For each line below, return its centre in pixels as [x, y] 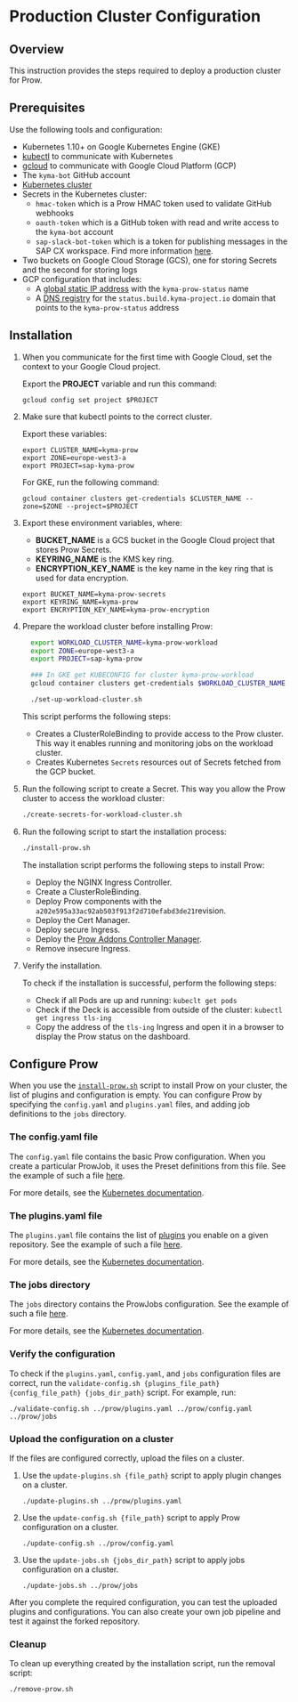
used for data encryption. [82, 578]
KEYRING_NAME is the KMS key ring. [105, 559]
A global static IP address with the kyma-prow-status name [142, 288]
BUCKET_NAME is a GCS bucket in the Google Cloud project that [155, 539]
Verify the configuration [62, 1354]
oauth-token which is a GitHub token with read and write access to [157, 222]
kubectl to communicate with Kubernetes [97, 156]
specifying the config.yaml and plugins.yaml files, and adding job [130, 1105]
